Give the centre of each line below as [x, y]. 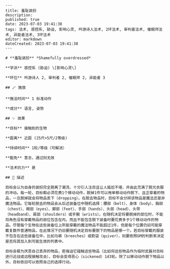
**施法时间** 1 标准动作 [28, 99]
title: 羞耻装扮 [21, 11]
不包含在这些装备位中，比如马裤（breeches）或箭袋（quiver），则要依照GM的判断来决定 [85, 236]
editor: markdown [24, 39]
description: [19, 15]
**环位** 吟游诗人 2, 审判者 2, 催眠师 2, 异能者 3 [55, 78]
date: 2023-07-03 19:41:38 [34, 24]
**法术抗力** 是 [21, 168]
